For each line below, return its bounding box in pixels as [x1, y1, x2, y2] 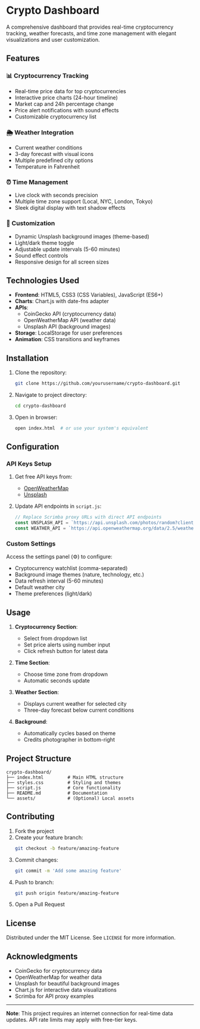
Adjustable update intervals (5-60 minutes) [14, 246, 121, 253]
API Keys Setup [6, 460, 52, 468]
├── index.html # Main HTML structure [6, 774, 124, 780]
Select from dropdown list [23, 635, 87, 642]
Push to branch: [14, 878, 54, 886]
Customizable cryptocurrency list [14, 113, 97, 120]
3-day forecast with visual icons [14, 150, 94, 157]
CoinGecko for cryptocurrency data [14, 967, 102, 975]
